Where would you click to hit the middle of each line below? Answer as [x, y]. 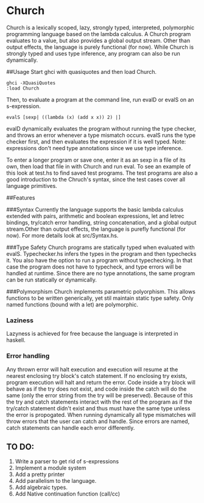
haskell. [16, 340]
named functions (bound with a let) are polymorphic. [72, 304]
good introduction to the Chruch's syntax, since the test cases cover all [96, 179]
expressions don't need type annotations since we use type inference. [95, 148]
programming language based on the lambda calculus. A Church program [99, 34]
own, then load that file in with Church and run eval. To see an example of [99, 166]
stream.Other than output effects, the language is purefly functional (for [96, 229]
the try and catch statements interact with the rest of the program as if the [99, 402]
